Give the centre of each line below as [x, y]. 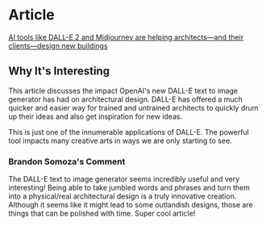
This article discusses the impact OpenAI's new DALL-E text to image [123, 90]
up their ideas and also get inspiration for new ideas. [96, 116]
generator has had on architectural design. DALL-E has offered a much [126, 99]
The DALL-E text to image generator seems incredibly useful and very [124, 179]
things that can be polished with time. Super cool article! [102, 213]
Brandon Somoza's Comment [67, 161]
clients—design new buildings [58, 45]
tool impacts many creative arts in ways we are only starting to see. [120, 140]
